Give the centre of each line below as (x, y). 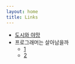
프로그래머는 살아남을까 (42, 42)
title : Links (22, 17)
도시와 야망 (27, 35)
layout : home (22, 12)
